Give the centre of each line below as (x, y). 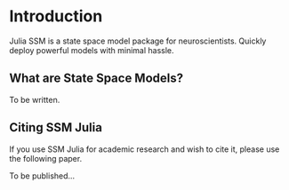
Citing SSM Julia (56, 127)
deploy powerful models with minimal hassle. (92, 50)
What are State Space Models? (96, 79)
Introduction (56, 16)
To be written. (35, 99)
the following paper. (46, 158)
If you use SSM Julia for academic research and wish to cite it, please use (144, 149)
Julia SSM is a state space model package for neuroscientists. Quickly (138, 41)
